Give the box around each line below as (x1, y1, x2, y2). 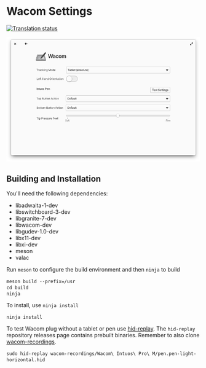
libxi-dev (15, 241, 38, 248)
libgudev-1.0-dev (15, 228, 59, 235)
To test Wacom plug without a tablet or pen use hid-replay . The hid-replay (6, 325, 196, 332)
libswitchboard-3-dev (15, 208, 71, 216)
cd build (6, 284, 29, 291)
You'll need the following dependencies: (6, 190, 108, 197)
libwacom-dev (15, 221, 52, 229)
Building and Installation (6, 173, 101, 184)
